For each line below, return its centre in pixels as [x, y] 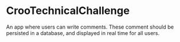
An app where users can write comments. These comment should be [90, 27]
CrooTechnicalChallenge [68, 11]
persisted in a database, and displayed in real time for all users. [83, 33]
